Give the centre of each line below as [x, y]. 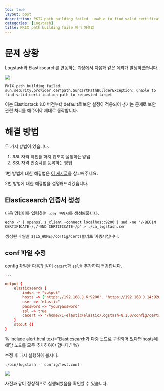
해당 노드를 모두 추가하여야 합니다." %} [42, 345]
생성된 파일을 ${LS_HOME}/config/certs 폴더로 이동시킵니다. [62, 236]
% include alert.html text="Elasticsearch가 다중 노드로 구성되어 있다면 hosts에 [82, 339]
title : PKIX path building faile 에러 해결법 [50, 28]
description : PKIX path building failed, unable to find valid [71, 19]
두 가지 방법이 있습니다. [27, 146]
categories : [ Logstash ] [29, 23]
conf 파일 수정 [26, 253]
